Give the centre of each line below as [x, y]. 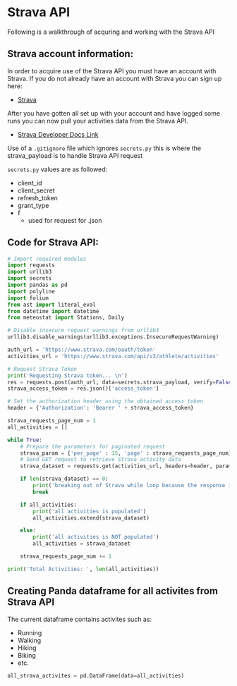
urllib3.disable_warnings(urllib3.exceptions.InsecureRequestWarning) [113, 337]
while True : [25, 440]
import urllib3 [30, 272]
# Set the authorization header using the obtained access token [105, 402]
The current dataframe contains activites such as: [80, 619]
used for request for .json [65, 220]
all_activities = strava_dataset [82, 544]
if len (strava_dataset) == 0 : [65, 479]
